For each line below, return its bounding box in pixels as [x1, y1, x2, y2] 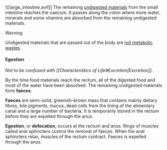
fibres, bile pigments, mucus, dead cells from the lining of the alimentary [5, 102, 155, 109]
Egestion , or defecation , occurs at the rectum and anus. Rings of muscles [5, 123, 159, 129]
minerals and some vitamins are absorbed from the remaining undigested [5, 15, 157, 20]
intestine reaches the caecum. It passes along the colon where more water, [5, 9, 160, 15]
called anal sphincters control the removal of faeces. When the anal [5, 128, 145, 134]
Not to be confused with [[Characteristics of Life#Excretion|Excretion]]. [5, 67, 153, 73]
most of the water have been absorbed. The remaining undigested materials [5, 82, 162, 88]
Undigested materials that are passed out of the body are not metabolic [5, 39, 153, 45]
